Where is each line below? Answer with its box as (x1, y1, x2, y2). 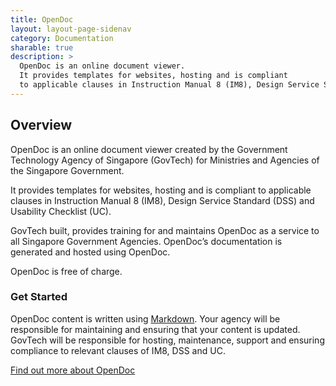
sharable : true (10, 42, 74, 53)
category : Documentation (10, 33, 114, 43)
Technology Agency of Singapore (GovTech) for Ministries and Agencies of (10, 154, 320, 166)
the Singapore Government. (10, 164, 125, 176)
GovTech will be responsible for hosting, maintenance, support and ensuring (10, 334, 325, 346)
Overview (10, 117, 73, 134)
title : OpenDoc (10, 14, 74, 25)
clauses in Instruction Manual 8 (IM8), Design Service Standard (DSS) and (10, 194, 315, 206)
